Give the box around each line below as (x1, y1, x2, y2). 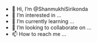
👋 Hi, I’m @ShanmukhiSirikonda (11, 6, 88, 12)
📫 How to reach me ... (11, 31, 66, 37)
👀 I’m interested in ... (11, 12, 62, 19)
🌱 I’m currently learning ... (11, 18, 75, 24)
